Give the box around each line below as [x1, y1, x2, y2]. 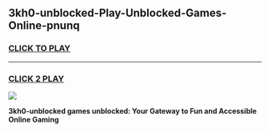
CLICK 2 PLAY [8, 73, 64, 84]
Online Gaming [8, 114, 59, 124]
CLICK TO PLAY [8, 43, 71, 54]
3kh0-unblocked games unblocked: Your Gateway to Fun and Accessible [8, 106, 257, 115]
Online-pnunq [8, 19, 80, 33]
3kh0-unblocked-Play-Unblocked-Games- [8, 6, 227, 20]
